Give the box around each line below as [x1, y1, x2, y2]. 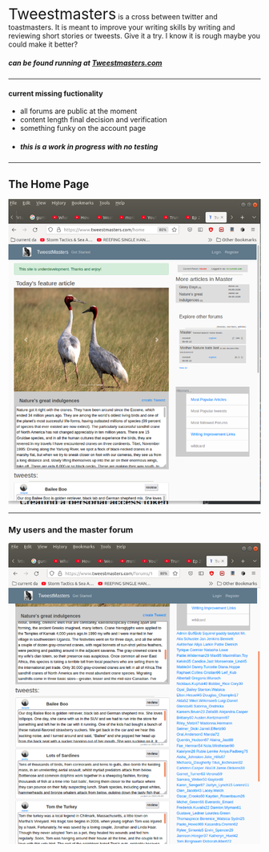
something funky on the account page [19, 124, 147, 133]
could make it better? [8, 39, 78, 49]
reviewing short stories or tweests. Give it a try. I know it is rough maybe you [8, 31, 261, 40]
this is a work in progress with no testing [19, 141, 159, 151]
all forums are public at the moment [19, 106, 138, 116]
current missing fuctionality [8, 88, 103, 98]
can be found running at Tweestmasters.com [8, 58, 163, 67]
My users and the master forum [8, 524, 134, 535]
